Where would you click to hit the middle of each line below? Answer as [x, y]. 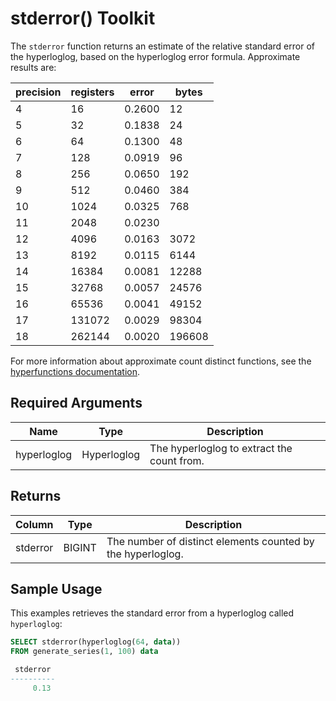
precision [38, 92]
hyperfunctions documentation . [75, 371]
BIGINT [80, 547]
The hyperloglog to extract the [221, 448]
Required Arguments [76, 403]
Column [34, 524]
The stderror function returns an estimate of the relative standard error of [162, 46]
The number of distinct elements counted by [210, 541]
